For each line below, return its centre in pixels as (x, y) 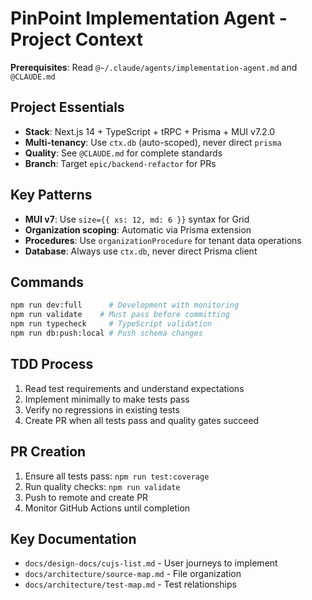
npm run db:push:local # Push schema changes (106, 333)
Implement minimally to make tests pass (107, 399)
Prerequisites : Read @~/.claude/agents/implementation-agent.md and (154, 67)
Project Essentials (67, 107)
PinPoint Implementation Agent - (149, 18)
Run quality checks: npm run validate (102, 486)
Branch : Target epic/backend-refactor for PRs (120, 163)
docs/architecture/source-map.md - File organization (133, 574)
